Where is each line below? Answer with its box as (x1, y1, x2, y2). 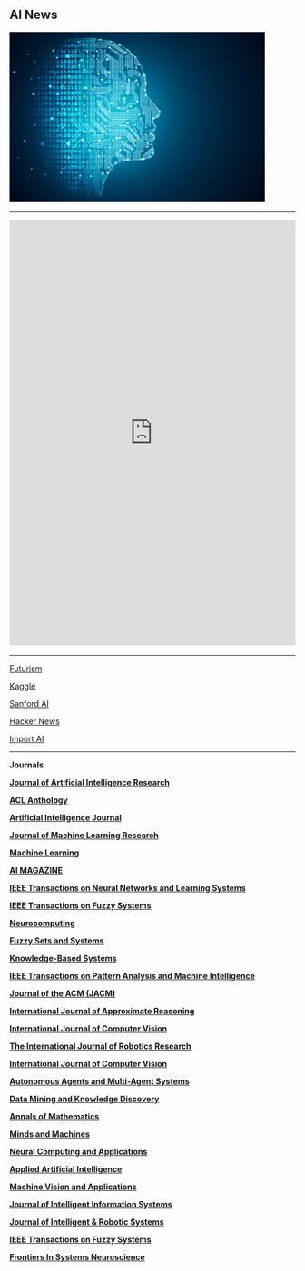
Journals (9, 759, 44, 770)
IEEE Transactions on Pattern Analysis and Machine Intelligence (9, 970, 256, 981)
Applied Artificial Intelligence (9, 1163, 123, 1174)
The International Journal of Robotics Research (9, 1041, 192, 1051)
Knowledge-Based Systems (9, 953, 117, 963)
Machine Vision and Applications (9, 1181, 138, 1192)
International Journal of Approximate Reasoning (9, 1005, 195, 1016)
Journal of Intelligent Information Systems (9, 1198, 172, 1209)
